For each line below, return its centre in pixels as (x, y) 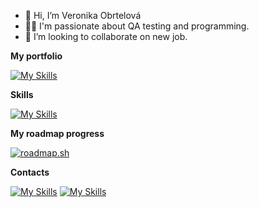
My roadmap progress (57, 133)
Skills (22, 94)
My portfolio (36, 56)
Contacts (30, 172)
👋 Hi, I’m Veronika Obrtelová (83, 15)
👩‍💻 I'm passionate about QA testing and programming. (137, 26)
